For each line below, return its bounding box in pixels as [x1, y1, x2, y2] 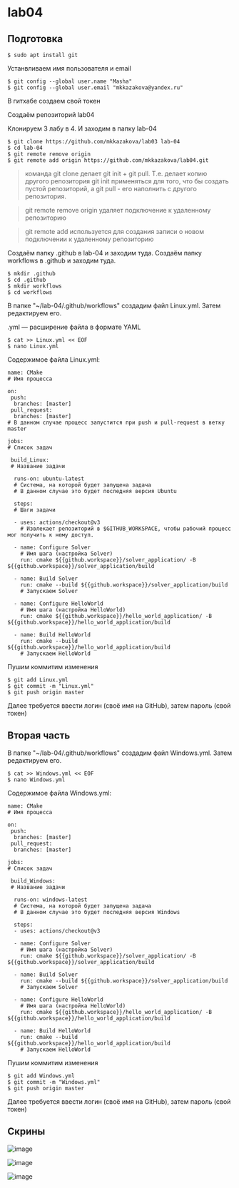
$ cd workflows [7, 289, 53, 296]
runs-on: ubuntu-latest [14, 475, 84, 482]
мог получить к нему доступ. [7, 532, 94, 539]
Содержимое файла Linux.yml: [7, 355, 101, 364]
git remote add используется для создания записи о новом [24, 228, 205, 235]
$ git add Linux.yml [7, 676, 69, 684]
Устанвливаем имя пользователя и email [7, 64, 132, 72]
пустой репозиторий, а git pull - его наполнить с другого [24, 185, 198, 193]
